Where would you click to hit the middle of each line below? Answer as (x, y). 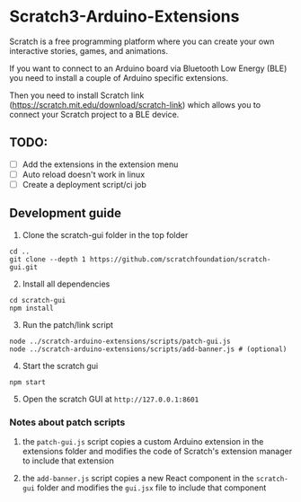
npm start (28, 382)
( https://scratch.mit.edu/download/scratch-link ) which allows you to (135, 104)
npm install (31, 308)
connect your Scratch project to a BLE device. (94, 114)
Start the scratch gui (60, 365)
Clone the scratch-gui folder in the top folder (105, 234)
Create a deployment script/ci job (84, 184)
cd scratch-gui (38, 300)
